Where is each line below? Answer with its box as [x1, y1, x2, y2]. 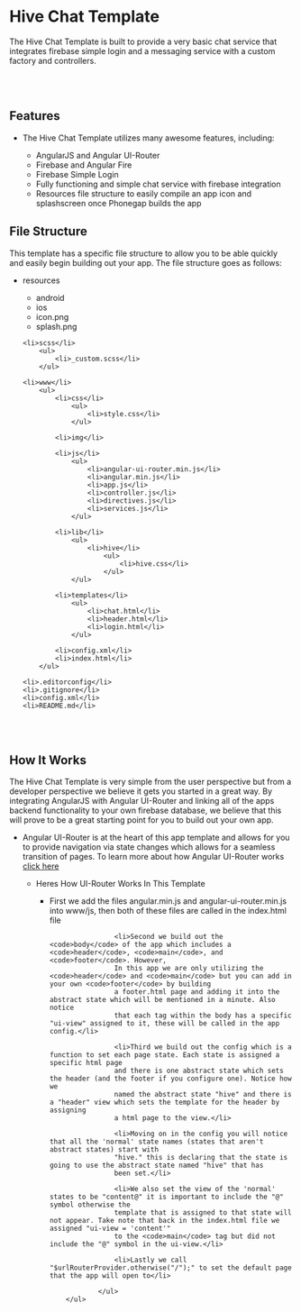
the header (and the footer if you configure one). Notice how [49, 1074, 292, 1083]
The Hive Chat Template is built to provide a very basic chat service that [9, 36, 278, 47]
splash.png [35, 321, 78, 332]
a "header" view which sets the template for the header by [49, 1098, 280, 1107]
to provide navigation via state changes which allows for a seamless [22, 842, 276, 852]
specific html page [49, 1059, 123, 1068]
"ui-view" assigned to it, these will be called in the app [49, 1019, 280, 1028]
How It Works [9, 752, 87, 768]
